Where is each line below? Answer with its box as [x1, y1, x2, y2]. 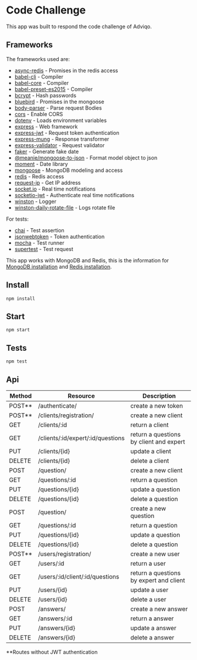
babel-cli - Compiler [14, 73, 63, 80]
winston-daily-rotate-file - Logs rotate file [14, 204, 116, 211]
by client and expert [130, 438, 185, 446]
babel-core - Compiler [14, 79, 69, 86]
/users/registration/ [38, 550, 91, 558]
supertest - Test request [14, 245, 73, 252]
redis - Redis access [14, 172, 64, 180]
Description [142, 392, 176, 400]
